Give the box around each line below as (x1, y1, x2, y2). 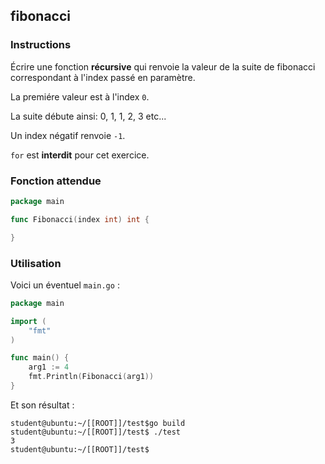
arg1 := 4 (28, 362, 70, 373)
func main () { (10, 353, 70, 363)
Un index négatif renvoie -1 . (10, 129, 126, 141)
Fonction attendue (10, 174, 102, 188)
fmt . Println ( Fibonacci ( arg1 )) (28, 372, 155, 382)
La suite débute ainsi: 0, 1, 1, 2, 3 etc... (10, 110, 167, 122)
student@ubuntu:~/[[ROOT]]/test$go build (10, 418, 186, 428)
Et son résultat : (10, 399, 75, 411)
